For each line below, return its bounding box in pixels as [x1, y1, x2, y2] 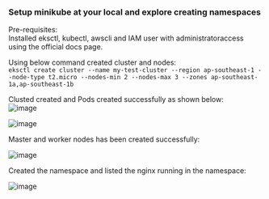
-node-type [8, 74, 45, 82]
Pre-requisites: [8, 25, 58, 35]
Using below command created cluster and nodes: [8, 57, 176, 67]
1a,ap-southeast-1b [8, 80, 74, 89]
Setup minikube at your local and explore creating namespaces [8, 6, 261, 18]
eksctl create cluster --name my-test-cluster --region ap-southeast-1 [8, 66, 254, 74]
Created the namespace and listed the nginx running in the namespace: [8, 166, 246, 176]
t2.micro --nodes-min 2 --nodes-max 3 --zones [48, 74, 208, 82]
